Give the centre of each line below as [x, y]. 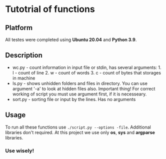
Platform [19, 28]
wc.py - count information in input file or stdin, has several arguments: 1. [87, 67]
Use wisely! [19, 150]
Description [24, 55]
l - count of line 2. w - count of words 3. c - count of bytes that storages [87, 72]
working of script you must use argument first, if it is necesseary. [79, 94]
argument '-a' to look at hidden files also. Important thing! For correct [84, 88]
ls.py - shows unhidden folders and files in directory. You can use [80, 83]
